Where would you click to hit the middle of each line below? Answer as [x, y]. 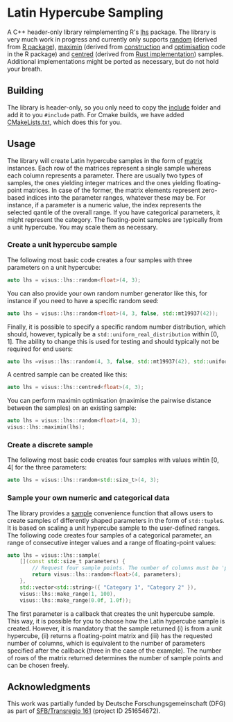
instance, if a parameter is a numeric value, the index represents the [105, 205]
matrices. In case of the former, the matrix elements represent [112, 190]
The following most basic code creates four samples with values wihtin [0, [113, 460]
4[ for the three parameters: [47, 467]
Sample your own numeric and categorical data [88, 498]
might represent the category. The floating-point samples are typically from [115, 219]
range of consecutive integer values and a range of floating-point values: [112, 542]
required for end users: [40, 349]
